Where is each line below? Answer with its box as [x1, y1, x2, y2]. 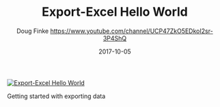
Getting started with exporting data [7, 92, 106, 100]
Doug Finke [16, 27, 49, 35]
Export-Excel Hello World [42, 4, 188, 20]
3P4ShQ [102, 34, 127, 42]
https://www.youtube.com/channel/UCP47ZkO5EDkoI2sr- [50, 27, 213, 35]
